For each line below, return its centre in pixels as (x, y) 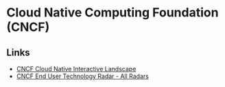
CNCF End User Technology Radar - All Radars (82, 76)
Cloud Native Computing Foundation (113, 13)
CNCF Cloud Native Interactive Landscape (76, 69)
